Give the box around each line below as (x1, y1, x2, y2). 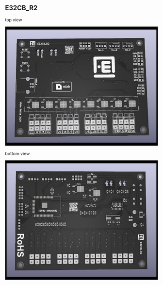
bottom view (5, 151, 30, 157)
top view (5, 17, 22, 22)
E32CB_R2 (5, 4, 38, 12)
